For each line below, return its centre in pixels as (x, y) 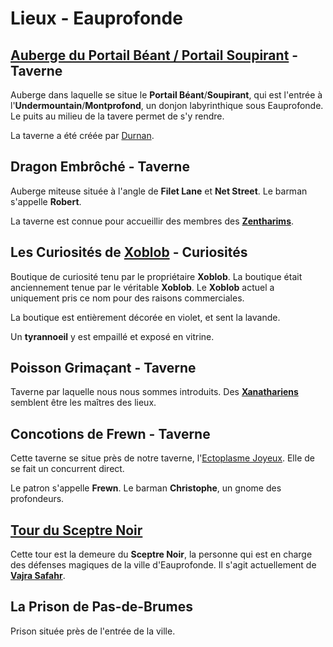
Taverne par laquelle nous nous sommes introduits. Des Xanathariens (154, 392)
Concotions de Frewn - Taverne (110, 433)
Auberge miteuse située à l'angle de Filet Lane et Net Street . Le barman (159, 191)
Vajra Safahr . (38, 576)
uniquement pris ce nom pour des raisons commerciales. (127, 298)
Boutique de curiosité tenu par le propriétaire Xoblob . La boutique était (156, 276)
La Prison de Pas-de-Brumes (102, 607)
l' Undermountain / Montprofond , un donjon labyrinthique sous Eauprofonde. (167, 105)
